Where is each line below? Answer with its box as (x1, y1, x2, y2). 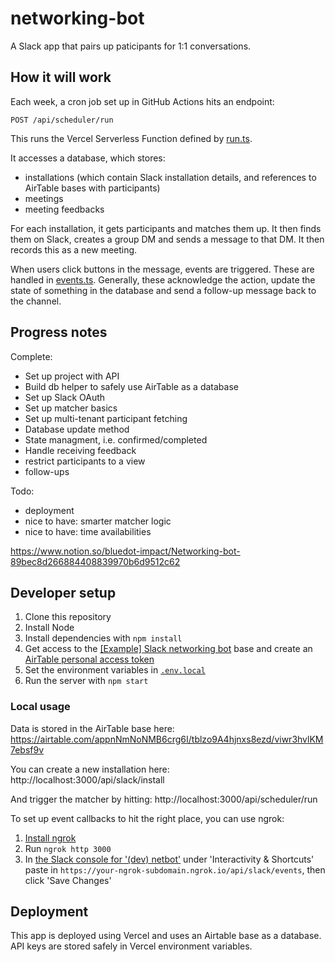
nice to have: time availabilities (24, 525, 152, 537)
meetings (24, 192, 64, 204)
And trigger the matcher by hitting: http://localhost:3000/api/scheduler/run (10, 793, 318, 805)
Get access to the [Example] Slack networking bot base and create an (24, 643, 313, 655)
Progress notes (10, 324, 108, 341)
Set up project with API (24, 370, 120, 382)
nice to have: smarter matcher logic (24, 515, 172, 527)
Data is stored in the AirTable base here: (10, 722, 175, 734)
